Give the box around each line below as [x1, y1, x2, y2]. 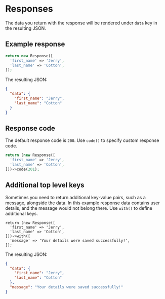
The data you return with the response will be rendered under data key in [5, 20, 158, 26]
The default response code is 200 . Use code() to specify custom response [5, 137, 159, 143]
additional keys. [5, 210, 38, 216]
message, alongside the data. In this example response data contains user [5, 200, 160, 206]
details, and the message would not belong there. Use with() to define [5, 205, 153, 211]
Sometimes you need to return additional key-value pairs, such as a [5, 194, 146, 200]
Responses [5, 3, 53, 15]
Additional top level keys [5, 181, 85, 190]
